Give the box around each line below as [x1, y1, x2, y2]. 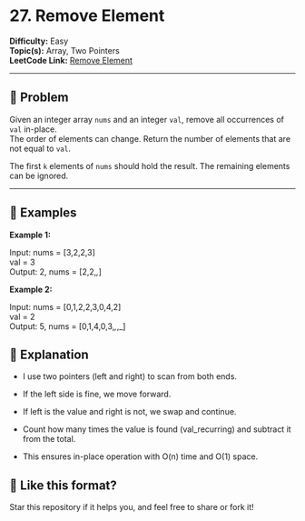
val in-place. [9, 124, 57, 135]
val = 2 [9, 311, 35, 322]
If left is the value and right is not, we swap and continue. [22, 406, 237, 417]
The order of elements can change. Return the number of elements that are [9, 133, 291, 144]
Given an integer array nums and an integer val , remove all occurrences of [9, 114, 284, 125]
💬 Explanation [9, 346, 89, 362]
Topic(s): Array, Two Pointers [9, 45, 120, 55]
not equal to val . [9, 143, 71, 154]
